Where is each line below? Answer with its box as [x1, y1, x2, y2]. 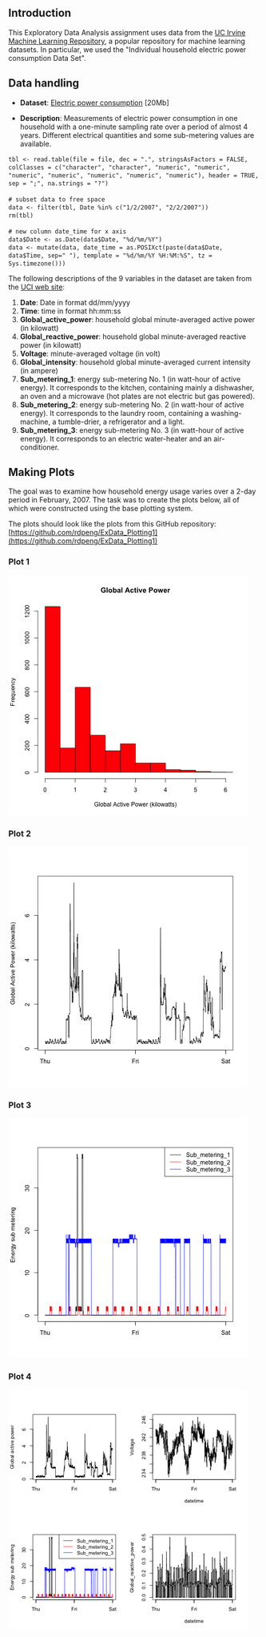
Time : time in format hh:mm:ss [19, 306, 121, 316]
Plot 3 [8, 1099, 32, 1111]
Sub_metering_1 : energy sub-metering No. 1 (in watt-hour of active [19, 374, 241, 384]
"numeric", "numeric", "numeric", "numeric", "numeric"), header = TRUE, [8, 171, 260, 179]
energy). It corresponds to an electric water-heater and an [19, 433, 212, 443]
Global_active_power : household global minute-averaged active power [19, 314, 256, 324]
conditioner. [19, 442, 60, 452]
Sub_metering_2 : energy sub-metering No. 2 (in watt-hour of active [19, 400, 245, 409]
